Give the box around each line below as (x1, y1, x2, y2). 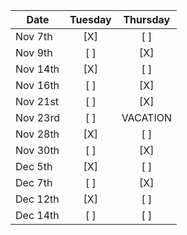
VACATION (121, 111, 173, 124)
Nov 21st (15, 95, 60, 108)
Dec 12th (15, 192, 60, 206)
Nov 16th (15, 79, 60, 92)
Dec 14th (15, 209, 60, 222)
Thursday (123, 13, 171, 26)
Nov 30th (15, 144, 60, 157)
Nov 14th (15, 62, 60, 76)
